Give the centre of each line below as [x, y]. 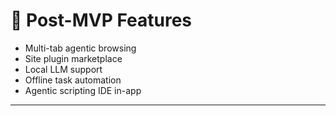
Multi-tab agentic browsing [80, 48]
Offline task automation [73, 80]
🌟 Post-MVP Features [101, 20]
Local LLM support [63, 69]
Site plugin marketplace [73, 58]
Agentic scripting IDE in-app [83, 90]
